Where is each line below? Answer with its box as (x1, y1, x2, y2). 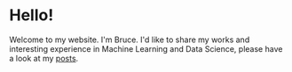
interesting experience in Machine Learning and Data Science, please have (9, 43, 283, 54)
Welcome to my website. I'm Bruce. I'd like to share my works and (9, 34, 250, 45)
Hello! (9, 5, 54, 25)
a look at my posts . (9, 53, 79, 63)
